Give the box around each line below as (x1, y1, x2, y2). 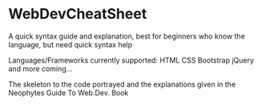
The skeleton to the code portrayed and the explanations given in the (8, 79, 236, 89)
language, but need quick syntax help (8, 39, 133, 49)
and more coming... (8, 63, 73, 73)
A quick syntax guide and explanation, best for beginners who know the (8, 31, 246, 41)
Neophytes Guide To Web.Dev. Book (8, 87, 129, 97)
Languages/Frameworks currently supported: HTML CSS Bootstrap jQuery (8, 55, 255, 65)
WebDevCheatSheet (8, 5, 147, 23)
